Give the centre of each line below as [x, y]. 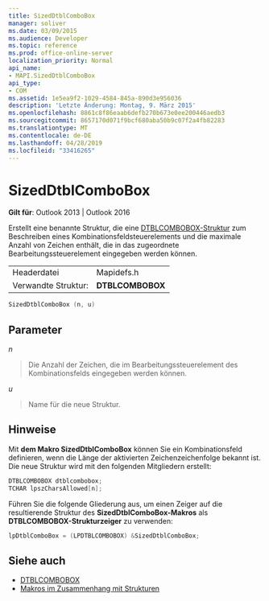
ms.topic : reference [43, 46]
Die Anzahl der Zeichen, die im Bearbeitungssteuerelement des [133, 364]
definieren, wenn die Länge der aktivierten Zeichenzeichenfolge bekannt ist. [135, 457]
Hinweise [32, 430]
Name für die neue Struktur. [74, 404]
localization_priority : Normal [61, 61]
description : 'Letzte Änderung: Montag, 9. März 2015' [102, 105]
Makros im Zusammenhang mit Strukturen [89, 589]
